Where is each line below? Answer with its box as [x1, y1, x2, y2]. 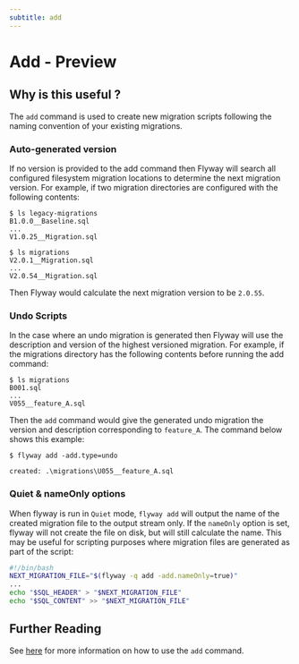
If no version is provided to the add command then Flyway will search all [9, 163, 276, 174]
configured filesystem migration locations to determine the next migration [9, 172, 281, 183]
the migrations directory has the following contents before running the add [9, 349, 285, 360]
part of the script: [9, 546, 74, 557]
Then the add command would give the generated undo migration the [9, 415, 264, 426]
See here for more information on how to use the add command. [9, 645, 244, 656]
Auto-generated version [9, 142, 117, 155]
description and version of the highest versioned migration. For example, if [9, 339, 285, 350]
